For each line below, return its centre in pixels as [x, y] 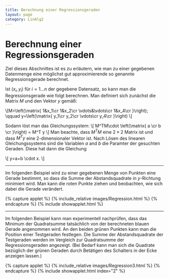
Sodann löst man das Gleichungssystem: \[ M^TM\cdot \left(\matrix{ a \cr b [83, 126]
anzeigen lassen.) [23, 256]
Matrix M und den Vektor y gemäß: [41, 101]
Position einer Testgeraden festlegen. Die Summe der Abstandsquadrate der [84, 235]
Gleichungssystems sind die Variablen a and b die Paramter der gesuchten [82, 143]
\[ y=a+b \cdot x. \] [25, 158]
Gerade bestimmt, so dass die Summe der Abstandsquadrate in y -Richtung [83, 178]
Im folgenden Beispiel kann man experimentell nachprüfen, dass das [76, 219]
